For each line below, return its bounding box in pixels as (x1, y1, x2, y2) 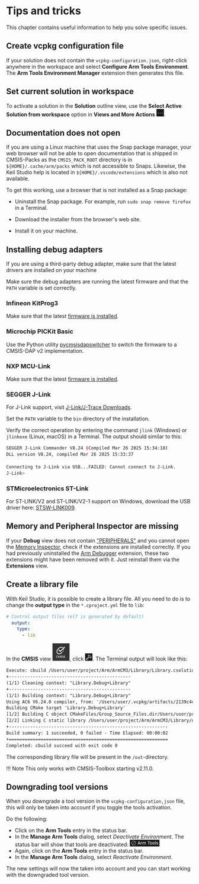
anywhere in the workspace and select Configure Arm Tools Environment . (6, 63, 190, 70)
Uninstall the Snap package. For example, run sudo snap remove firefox (14, 198, 191, 205)
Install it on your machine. (14, 227, 78, 235)
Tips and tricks (6, 4, 81, 18)
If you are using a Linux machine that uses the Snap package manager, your (6, 143, 192, 151)
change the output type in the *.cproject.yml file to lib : (6, 601, 145, 608)
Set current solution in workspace (6, 87, 134, 97)
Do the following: (6, 815, 48, 822)
